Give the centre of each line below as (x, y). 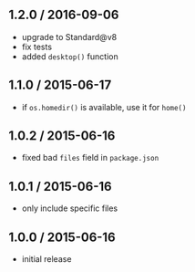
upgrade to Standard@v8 (69, 37)
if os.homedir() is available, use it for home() (104, 107)
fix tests (36, 47)
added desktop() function (70, 56)
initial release (46, 259)
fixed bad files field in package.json (90, 158)
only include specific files (70, 208)
